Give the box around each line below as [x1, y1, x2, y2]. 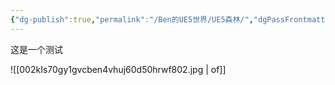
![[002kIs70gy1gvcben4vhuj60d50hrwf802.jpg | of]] [10, 63, 227, 75]
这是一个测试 [10, 43, 63, 55]
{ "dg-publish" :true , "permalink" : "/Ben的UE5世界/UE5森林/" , [10, 14, 254, 25]
